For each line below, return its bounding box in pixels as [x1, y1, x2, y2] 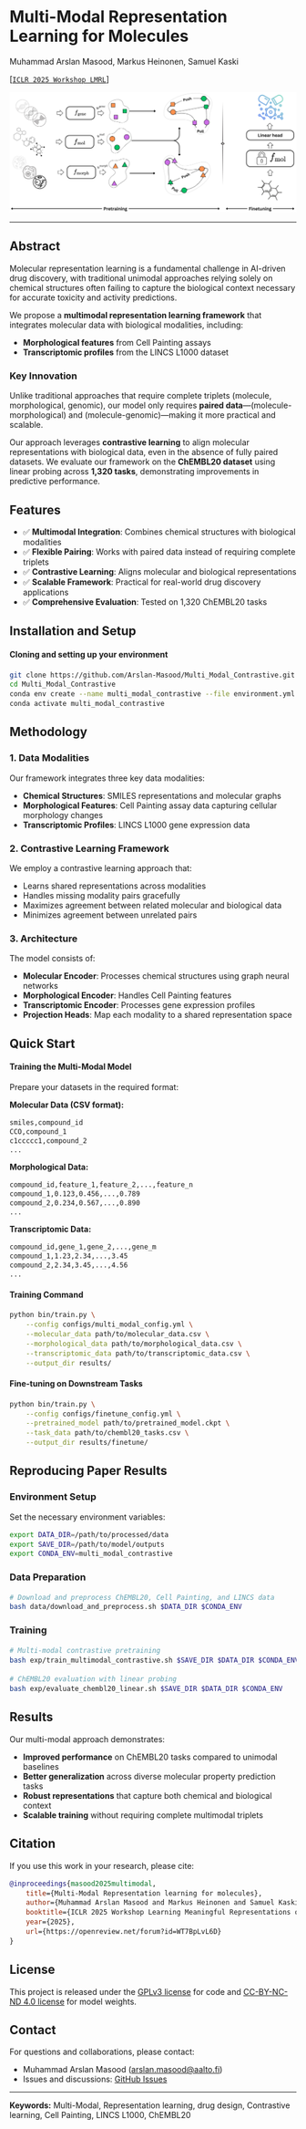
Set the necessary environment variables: [9, 1511, 166, 1522]
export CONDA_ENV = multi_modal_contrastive [9, 1549, 173, 1559]
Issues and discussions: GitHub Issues [22, 2073, 168, 2085]
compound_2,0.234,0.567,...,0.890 [9, 1198, 141, 1208]
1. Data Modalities [9, 752, 89, 764]
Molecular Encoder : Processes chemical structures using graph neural [22, 971, 290, 981]
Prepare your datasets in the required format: [9, 1081, 179, 1092]
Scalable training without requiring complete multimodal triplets [22, 1809, 264, 1821]
